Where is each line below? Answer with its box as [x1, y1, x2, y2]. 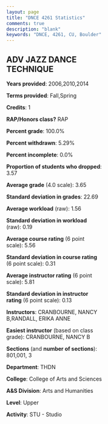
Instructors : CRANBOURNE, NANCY [6, 308, 98, 315]
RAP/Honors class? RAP [6, 115, 69, 123]
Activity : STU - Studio [6, 411, 62, 418]
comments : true [6, 20, 45, 26]
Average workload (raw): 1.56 [6, 205, 82, 212]
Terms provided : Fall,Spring [6, 92, 77, 99]
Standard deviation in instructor [6, 290, 89, 297]
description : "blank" [6, 26, 61, 32]
